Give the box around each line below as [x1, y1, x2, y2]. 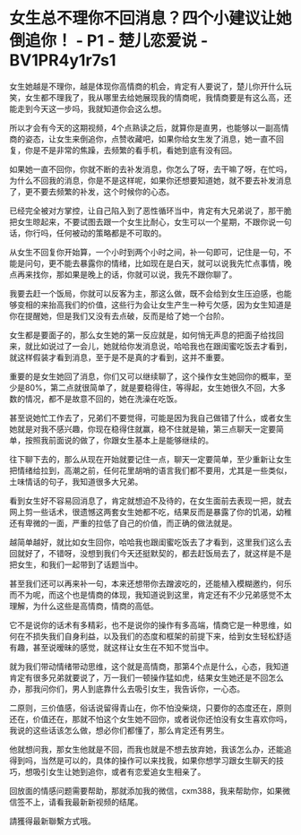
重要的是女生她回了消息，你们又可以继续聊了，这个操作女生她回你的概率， [9, 371, 284, 382]
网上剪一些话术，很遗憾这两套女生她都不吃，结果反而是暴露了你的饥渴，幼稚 [9, 506, 292, 517]
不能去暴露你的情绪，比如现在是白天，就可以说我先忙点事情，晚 [56, 257, 292, 269]
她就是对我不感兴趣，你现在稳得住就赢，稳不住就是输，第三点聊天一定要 [9, 423, 276, 435]
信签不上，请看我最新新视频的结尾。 [9, 796, 143, 807]
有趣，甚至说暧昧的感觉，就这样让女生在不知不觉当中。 [9, 641, 213, 652]
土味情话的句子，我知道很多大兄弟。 [9, 476, 143, 486]
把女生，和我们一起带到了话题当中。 [9, 559, 143, 570]
